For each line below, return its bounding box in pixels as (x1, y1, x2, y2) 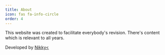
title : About (5, 7, 32, 12)
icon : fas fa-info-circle (5, 12, 58, 17)
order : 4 (5, 16, 23, 21)
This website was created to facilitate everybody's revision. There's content (5, 30, 160, 36)
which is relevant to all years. (5, 35, 64, 41)
